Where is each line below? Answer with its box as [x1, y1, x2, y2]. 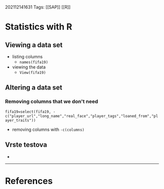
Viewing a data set [5, 41, 62, 49]
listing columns [12, 54, 43, 59]
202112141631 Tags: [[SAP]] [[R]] [5, 4, 71, 10]
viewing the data [12, 64, 46, 70]
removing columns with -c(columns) [12, 126, 84, 132]
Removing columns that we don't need [5, 98, 99, 105]
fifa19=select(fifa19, [5, 109, 51, 114]
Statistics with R [5, 22, 72, 32]
